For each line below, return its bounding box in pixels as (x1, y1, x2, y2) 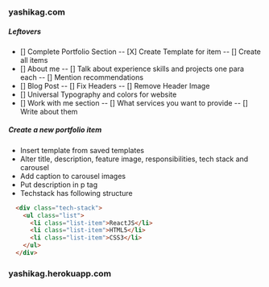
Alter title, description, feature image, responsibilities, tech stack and (19, 154, 249, 164)
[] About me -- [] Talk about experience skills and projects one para (19, 64, 244, 73)
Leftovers (8, 27, 42, 36)
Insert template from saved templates (19, 145, 145, 155)
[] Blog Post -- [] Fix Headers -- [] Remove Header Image (19, 81, 210, 90)
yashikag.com (8, 6, 66, 18)
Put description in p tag (19, 180, 98, 189)
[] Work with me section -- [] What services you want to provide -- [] (19, 98, 248, 107)
